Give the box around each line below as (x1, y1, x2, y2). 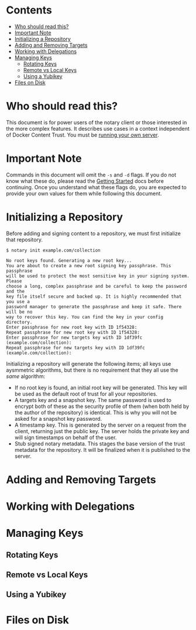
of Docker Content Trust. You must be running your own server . (6, 131, 159, 138)
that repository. (6, 236, 43, 243)
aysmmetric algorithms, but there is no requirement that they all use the (6, 366, 178, 373)
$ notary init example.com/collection (6, 247, 101, 253)
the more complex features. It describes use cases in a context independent (6, 125, 190, 132)
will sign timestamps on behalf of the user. (14, 434, 117, 441)
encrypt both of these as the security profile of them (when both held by (14, 403, 190, 410)
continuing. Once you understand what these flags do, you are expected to (6, 183, 187, 190)
